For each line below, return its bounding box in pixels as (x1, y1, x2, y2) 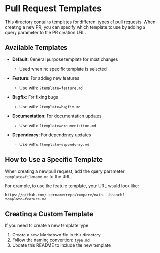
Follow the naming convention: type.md (12, 237, 90, 243)
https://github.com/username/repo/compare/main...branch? (5, 192, 125, 197)
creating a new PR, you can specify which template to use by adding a (5, 24, 145, 30)
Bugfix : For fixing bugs (12, 94, 58, 100)
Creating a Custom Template (5, 210, 94, 218)
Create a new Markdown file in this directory (12, 232, 101, 238)
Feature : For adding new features (12, 75, 80, 81)
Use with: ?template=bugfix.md (19, 103, 81, 109)
